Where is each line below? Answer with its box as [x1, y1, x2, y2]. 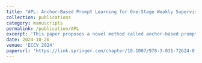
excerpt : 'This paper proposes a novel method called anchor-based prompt [6, 31, 198, 37]
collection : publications [6, 14, 71, 20]
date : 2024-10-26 [6, 37, 50, 43]
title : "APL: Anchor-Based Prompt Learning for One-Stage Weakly [6, 8, 173, 15]
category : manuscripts [6, 20, 63, 26]
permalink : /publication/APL [6, 25, 79, 32]
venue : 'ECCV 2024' [6, 43, 55, 49]
